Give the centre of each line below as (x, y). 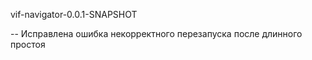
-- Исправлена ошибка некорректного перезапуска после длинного (156, 33)
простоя (28, 44)
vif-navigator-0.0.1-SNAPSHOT (74, 14)
